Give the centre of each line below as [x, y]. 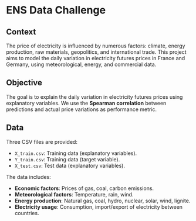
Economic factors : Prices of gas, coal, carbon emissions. [84, 188]
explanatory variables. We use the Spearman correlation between [86, 103]
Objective [24, 83]
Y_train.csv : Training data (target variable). [67, 159]
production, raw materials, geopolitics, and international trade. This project [96, 52]
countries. [27, 213]
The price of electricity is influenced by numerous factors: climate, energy [96, 46]
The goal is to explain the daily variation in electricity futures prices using [94, 96]
